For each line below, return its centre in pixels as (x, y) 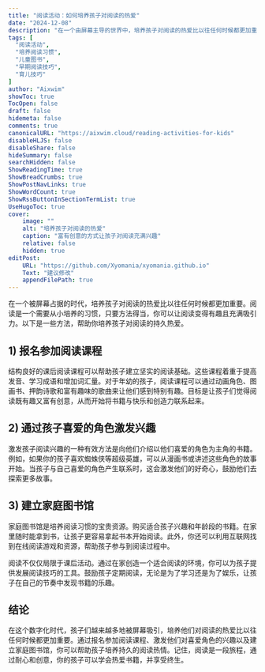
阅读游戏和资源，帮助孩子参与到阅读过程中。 (101, 546)
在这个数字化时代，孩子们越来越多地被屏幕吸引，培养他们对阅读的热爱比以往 (132, 630)
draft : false (30, 111)
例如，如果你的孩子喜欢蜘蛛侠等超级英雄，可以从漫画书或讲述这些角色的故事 (132, 459)
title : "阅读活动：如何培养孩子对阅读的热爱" (74, 15)
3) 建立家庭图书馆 (51, 506)
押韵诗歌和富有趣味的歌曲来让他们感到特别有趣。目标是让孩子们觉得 (139, 391)
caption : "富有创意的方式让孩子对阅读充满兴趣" (92, 236)
